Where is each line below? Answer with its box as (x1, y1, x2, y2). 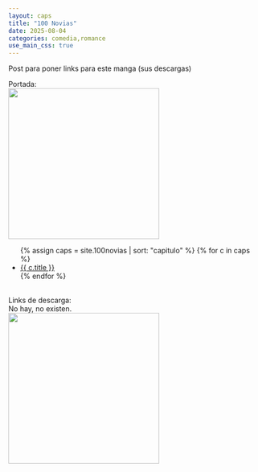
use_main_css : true (8, 42, 74, 50)
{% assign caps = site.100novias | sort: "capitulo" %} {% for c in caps (19, 246, 251, 256)
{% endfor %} (19, 271, 67, 281)
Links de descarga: (8, 295, 72, 306)
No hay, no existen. (8, 304, 72, 314)
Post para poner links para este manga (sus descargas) (8, 64, 192, 73)
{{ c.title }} (19, 263, 55, 273)
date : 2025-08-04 (8, 27, 67, 35)
